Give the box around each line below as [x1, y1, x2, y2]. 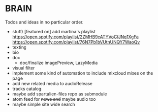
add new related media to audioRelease [12, 80, 93, 86]
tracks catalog [12, 86, 42, 91]
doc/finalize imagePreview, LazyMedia [19, 60, 98, 66]
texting [12, 44, 27, 50]
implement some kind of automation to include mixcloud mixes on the [12, 70, 154, 76]
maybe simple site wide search [12, 101, 75, 107]
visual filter [12, 65, 35, 71]
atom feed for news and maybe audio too [12, 96, 96, 102]
